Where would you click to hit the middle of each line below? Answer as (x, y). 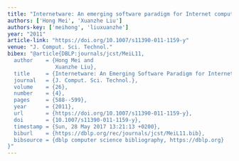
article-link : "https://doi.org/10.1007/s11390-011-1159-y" (99, 41)
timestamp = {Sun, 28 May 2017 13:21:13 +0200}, (87, 126)
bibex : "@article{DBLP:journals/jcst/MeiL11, (76, 54)
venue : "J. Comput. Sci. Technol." (60, 47)
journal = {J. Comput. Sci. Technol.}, (76, 80)
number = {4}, (39, 93)
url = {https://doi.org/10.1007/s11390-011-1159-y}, (103, 113)
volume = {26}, (41, 87)
